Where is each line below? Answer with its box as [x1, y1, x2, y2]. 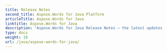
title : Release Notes [5, 7, 51, 12]
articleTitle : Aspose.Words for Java [5, 16, 84, 21]
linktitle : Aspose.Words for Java [5, 21, 78, 26]
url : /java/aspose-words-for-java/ [5, 40, 80, 45]
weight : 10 [5, 35, 28, 40]
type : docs [5, 30, 28, 35]
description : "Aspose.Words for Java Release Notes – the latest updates [5, 26, 163, 31]
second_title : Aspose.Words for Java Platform [5, 12, 104, 17]
